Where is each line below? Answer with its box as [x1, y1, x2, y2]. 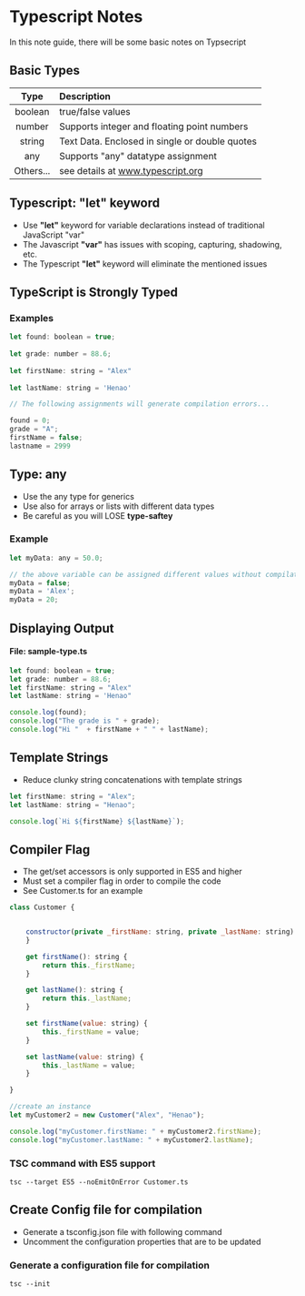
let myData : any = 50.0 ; [9, 553, 103, 562]
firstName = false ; [9, 433, 84, 442]
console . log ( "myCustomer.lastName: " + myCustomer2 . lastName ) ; [9, 1135, 254, 1144]
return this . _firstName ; [42, 960, 136, 970]
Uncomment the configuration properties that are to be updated [22, 1236, 261, 1247]
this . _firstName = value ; [42, 1027, 141, 1037]
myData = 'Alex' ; [9, 587, 75, 596]
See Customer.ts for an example [22, 886, 143, 896]
